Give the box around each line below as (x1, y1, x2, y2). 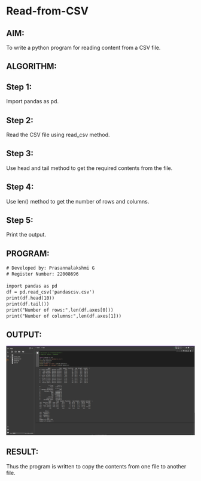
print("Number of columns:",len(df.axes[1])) (6, 313, 121, 319)
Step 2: (6, 115, 34, 126)
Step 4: (6, 182, 34, 192)
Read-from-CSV (6, 4, 89, 18)
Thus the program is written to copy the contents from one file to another (6, 462, 187, 470)
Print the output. (6, 231, 47, 238)
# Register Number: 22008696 (6, 271, 79, 277)
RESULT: (6, 447, 39, 457)
